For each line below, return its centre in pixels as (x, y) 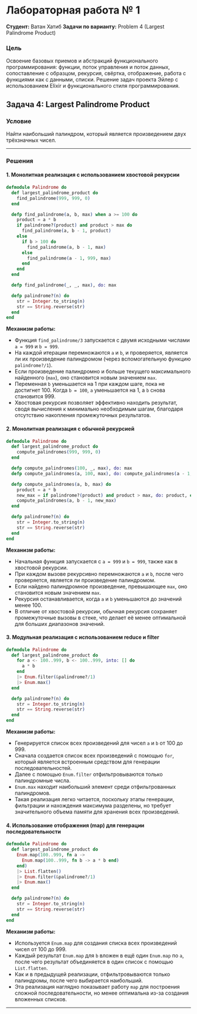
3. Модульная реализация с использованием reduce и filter (83, 637)
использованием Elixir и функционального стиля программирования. (93, 86)
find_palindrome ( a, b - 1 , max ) (67, 247)
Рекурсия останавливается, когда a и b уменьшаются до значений (98, 599)
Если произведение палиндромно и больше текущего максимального (103, 372)
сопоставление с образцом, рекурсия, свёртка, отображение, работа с (96, 74)
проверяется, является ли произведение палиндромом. (85, 580)
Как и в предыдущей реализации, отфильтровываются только (92, 974)
